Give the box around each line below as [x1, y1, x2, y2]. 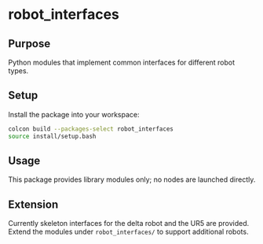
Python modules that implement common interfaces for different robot [8, 57, 236, 67]
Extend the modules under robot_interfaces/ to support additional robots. [8, 227, 249, 237]
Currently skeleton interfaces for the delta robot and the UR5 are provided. [8, 219, 250, 228]
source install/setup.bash [8, 132, 97, 140]
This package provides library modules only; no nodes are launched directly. [8, 175, 256, 184]
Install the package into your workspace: [8, 109, 140, 119]
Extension [8, 198, 59, 211]
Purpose [8, 37, 51, 50]
